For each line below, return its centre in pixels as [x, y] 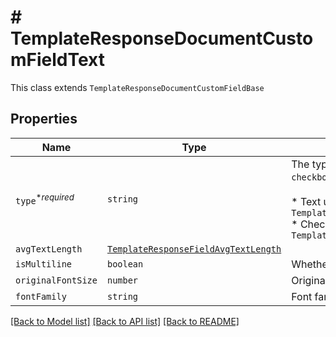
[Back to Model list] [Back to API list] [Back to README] [125, 321]
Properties [44, 119]
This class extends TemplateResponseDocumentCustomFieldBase [137, 87]
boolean [125, 264]
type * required [45, 198]
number [122, 280]
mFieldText [58, 60]
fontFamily [41, 296]
